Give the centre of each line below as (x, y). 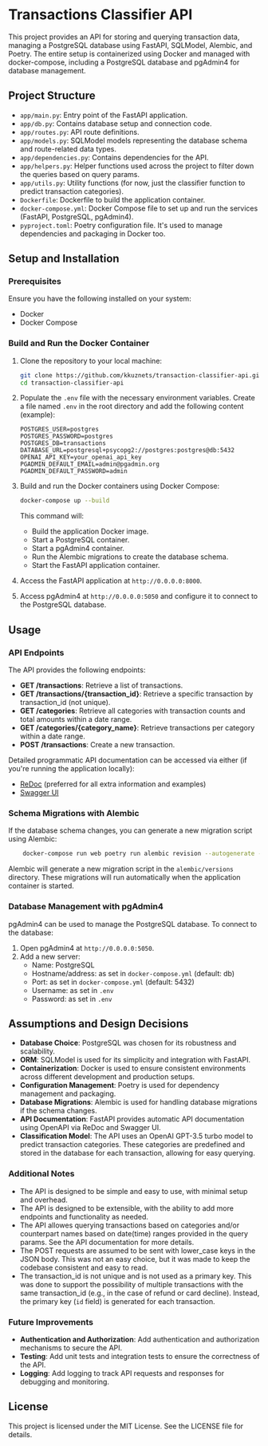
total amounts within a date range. (76, 719)
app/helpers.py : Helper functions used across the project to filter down (137, 166)
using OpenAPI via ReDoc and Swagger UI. (90, 1128)
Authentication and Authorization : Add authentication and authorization (140, 1339)
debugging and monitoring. (65, 1381)
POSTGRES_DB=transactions (63, 443)
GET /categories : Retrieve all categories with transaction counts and (132, 711)
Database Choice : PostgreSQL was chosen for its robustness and (128, 1043)
